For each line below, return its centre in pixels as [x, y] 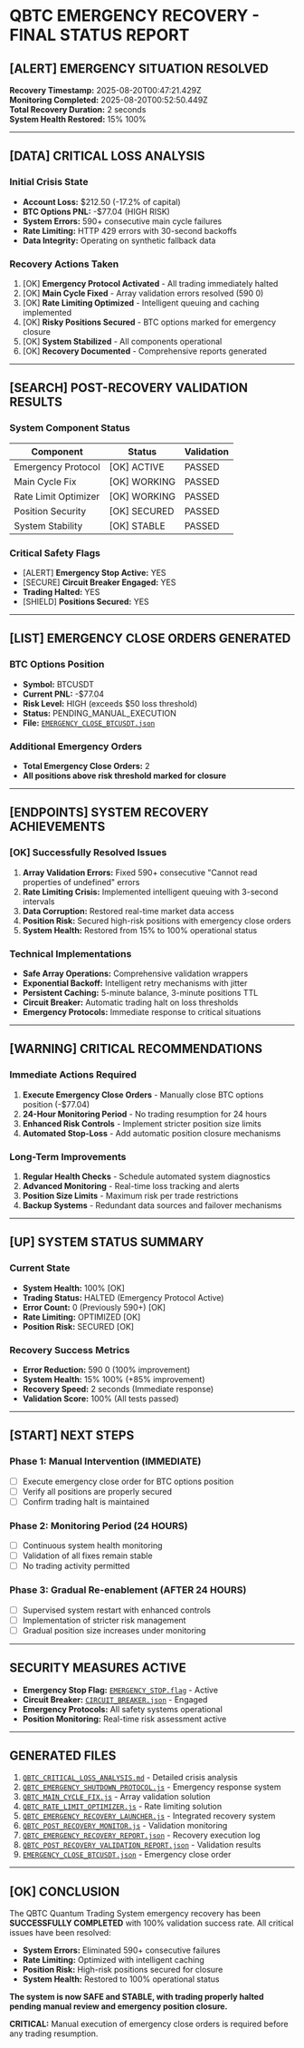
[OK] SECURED [142, 511]
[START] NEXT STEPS [72, 1435]
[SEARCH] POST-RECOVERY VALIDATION [129, 388]
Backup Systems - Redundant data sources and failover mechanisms [152, 1205]
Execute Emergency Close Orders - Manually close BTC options [143, 1095]
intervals [38, 901]
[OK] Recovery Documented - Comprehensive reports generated [144, 351]
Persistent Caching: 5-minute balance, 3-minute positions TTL [140, 992]
